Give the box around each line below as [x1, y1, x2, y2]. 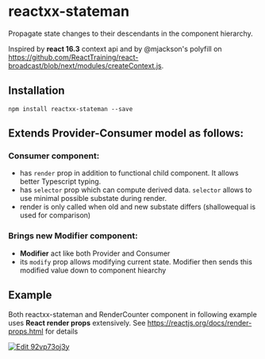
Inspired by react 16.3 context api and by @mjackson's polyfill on [8, 44, 222, 53]
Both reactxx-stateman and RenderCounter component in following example [8, 309, 258, 319]
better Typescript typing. [19, 177, 102, 187]
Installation [8, 84, 65, 98]
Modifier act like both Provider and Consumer [19, 249, 171, 258]
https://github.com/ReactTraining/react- [8, 52, 139, 62]
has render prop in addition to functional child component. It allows [19, 168, 240, 178]
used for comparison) [19, 210, 91, 220]
